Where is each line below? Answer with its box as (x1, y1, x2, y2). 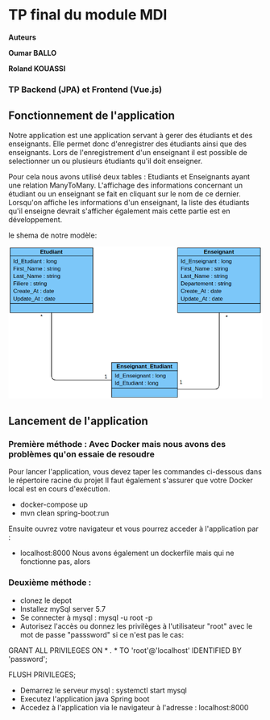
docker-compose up (19, 499, 89, 510)
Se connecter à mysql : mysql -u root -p (19, 613, 153, 622)
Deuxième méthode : (8, 577, 92, 588)
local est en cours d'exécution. (8, 484, 110, 494)
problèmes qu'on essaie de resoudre (8, 448, 155, 460)
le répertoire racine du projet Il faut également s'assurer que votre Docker (8, 475, 253, 486)
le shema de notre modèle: (8, 230, 98, 240)
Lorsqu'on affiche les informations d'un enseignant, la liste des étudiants (8, 197, 250, 207)
